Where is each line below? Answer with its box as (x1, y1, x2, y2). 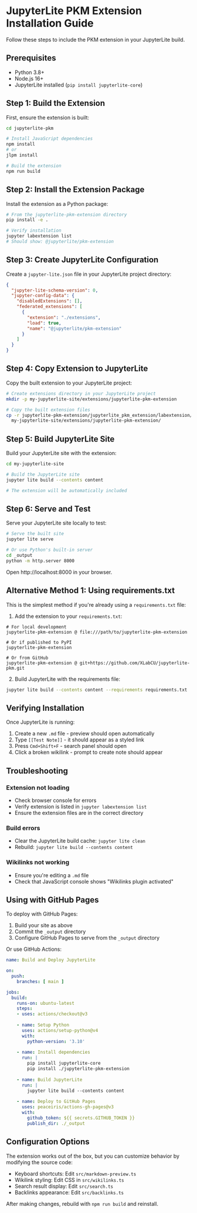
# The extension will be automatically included (6, 487, 127, 493)
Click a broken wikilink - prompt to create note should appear (14, 748, 163, 756)
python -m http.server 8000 (6, 557, 75, 564)
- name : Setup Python (16, 1022, 69, 1028)
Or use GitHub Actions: (6, 945, 62, 953)
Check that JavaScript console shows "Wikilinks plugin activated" (14, 878, 174, 885)
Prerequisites (6, 53, 56, 63)
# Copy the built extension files (6, 407, 91, 413)
